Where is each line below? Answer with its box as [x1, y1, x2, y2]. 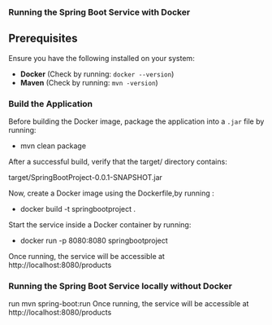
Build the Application [8, 98, 93, 109]
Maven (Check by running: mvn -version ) [19, 77, 158, 87]
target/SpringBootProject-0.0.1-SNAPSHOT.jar [8, 173, 162, 182]
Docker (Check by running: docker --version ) [19, 68, 175, 79]
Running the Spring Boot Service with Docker [8, 7, 191, 18]
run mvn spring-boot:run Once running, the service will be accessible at [8, 299, 249, 309]
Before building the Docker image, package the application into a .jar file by [8, 116, 265, 126]
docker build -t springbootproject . [19, 204, 136, 214]
